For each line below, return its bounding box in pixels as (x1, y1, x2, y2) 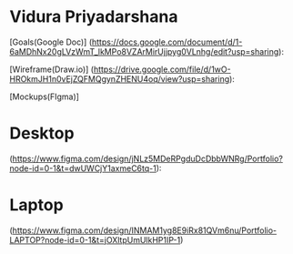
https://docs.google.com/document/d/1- (91, 36, 243, 47)
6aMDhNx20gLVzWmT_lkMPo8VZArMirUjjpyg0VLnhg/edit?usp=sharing (9, 46, 279, 56)
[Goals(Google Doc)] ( (9, 36, 93, 47)
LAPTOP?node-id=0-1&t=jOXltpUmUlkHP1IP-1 (9, 234, 181, 245)
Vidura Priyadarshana (9, 6, 178, 27)
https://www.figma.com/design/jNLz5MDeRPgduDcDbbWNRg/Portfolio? (12, 153, 284, 164)
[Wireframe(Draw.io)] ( (9, 64, 94, 75)
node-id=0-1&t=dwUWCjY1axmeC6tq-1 (9, 162, 157, 174)
